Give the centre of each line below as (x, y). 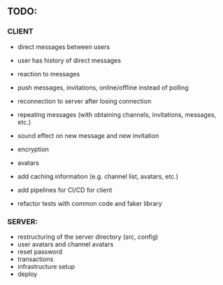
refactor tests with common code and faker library (89, 203)
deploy (27, 274)
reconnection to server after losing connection (84, 101)
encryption (33, 149)
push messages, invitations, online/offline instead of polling (103, 88)
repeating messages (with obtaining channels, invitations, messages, (117, 114)
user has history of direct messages (69, 60)
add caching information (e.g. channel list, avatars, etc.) (98, 176)
